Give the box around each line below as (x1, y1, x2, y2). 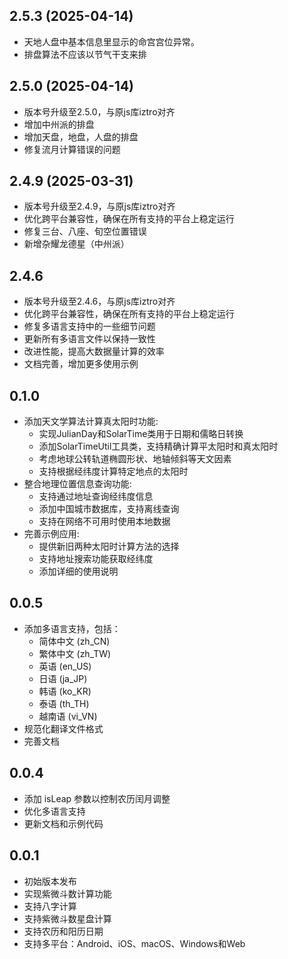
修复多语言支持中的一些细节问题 (23, 320, 156, 333)
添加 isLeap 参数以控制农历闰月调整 (23, 792, 171, 804)
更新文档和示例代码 (23, 817, 104, 829)
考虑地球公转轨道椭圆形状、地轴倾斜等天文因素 (38, 453, 232, 465)
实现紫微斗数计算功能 (23, 887, 112, 899)
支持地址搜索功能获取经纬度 (38, 553, 154, 565)
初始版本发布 (23, 875, 77, 887)
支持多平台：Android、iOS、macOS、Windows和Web (23, 937, 246, 949)
